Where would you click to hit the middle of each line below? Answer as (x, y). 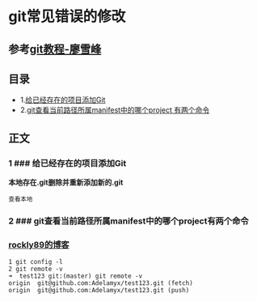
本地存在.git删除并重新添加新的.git (66, 182)
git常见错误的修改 (67, 17)
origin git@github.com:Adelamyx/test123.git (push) (99, 291)
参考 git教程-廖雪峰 (55, 49)
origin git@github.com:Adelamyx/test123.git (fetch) (101, 283)
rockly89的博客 (39, 245)
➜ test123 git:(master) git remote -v (76, 276)
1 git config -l (36, 262)
